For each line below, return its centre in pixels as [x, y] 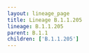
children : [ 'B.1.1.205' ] [43, 39]
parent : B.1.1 [28, 33]
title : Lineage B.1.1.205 [44, 20]
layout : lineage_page [39, 13]
